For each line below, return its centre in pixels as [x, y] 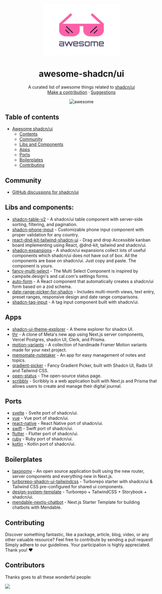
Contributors [25, 565]
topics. [19, 360]
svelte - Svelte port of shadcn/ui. [45, 413]
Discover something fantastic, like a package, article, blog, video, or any [77, 535]
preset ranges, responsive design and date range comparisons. [75, 297]
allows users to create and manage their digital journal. [67, 386]
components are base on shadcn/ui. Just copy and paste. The [74, 260]
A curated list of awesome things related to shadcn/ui [81, 87]
